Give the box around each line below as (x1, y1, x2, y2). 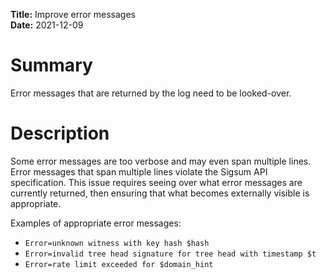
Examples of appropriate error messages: (10, 217, 182, 229)
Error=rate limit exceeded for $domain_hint (24, 259, 214, 269)
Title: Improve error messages (10, 9, 136, 20)
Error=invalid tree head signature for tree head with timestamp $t (24, 249, 317, 259)
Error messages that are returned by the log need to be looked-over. (10, 87, 292, 99)
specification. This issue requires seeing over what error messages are (10, 176, 303, 188)
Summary (10, 54, 93, 77)
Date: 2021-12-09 (10, 19, 84, 31)
